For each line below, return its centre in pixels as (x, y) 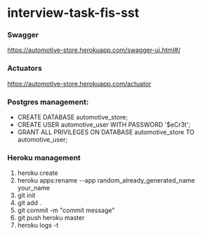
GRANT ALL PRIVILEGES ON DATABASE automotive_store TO (106, 132)
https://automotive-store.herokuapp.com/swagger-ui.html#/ (94, 50)
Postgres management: (48, 102)
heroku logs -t (38, 225)
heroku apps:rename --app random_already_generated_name (106, 181)
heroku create (38, 173)
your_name (34, 188)
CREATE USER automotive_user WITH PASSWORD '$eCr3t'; (104, 125)
